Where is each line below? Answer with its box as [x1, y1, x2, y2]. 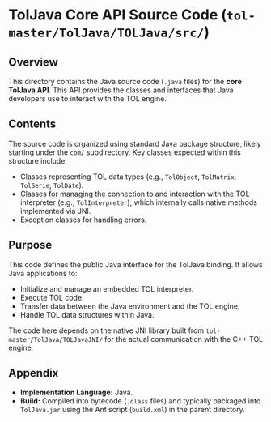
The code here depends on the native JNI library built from [8, 326, 205, 335]
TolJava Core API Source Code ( [8, 6, 227, 24]
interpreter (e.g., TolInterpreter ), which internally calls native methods [19, 197, 257, 207]
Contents [8, 117, 57, 131]
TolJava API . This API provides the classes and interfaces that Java [8, 85, 234, 95]
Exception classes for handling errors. [19, 215, 147, 224]
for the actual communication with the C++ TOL [104, 334, 264, 343]
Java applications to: [8, 268, 78, 278]
